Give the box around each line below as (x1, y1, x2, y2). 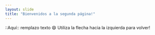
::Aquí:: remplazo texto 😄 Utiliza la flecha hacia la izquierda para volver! (5, 24, 151, 30)
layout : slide (5, 7, 34, 12)
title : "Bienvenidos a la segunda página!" (5, 12, 96, 16)
